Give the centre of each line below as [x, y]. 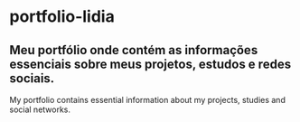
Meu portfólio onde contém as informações [134, 50]
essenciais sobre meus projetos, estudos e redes [150, 64]
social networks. [40, 109]
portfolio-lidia [62, 17]
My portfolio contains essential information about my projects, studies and [148, 100]
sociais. [32, 78]
